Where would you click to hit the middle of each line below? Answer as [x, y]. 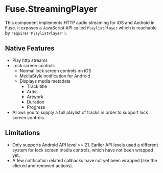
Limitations [23, 133]
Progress [36, 107]
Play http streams [30, 60]
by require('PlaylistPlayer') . [36, 33]
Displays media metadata [45, 81]
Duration [35, 102]
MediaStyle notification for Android [55, 76]
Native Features [30, 48]
